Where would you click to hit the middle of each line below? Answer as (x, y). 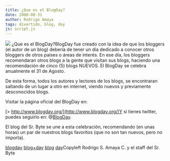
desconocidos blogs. (27, 92)
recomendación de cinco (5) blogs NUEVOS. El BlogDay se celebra (76, 66)
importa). (15, 138)
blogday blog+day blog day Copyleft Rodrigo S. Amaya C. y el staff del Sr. (83, 148)
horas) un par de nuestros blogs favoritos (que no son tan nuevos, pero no (84, 132)
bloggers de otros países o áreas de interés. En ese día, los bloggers (78, 55)
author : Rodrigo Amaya (29, 19)
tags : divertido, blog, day (35, 24)
